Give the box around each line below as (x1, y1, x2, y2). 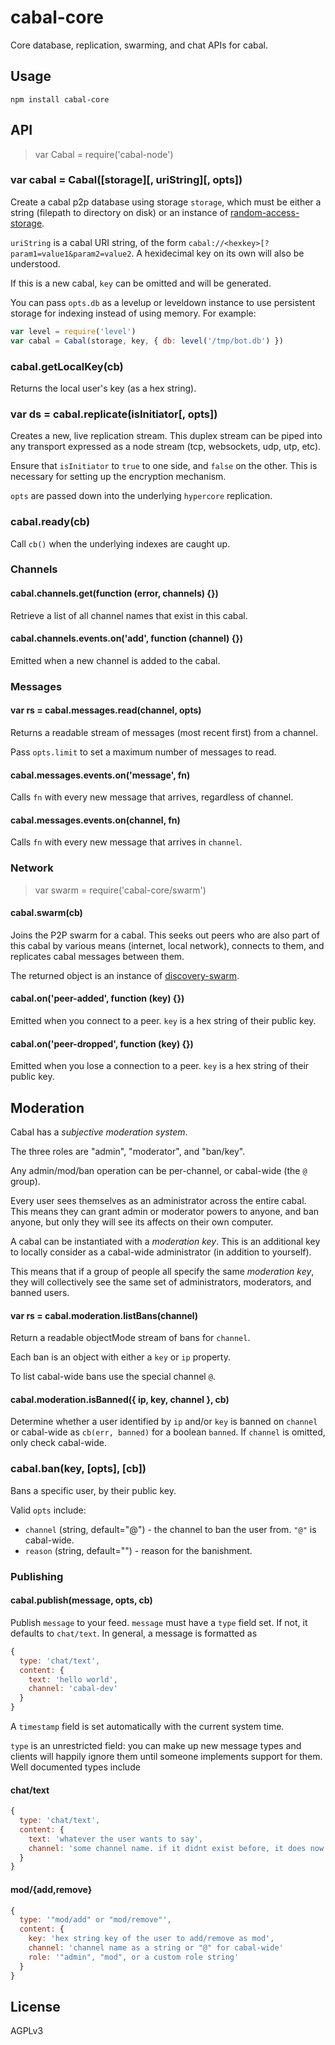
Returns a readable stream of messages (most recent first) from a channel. (10, 726, 318, 738)
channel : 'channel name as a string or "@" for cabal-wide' (28, 1943, 284, 1953)
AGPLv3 (10, 2025, 44, 2037)
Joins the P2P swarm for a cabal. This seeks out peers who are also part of (10, 929, 320, 941)
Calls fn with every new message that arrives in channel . (10, 836, 243, 848)
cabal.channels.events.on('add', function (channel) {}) (10, 632, 244, 645)
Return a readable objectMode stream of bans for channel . (10, 1332, 251, 1344)
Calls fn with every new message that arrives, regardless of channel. (10, 791, 294, 803)
